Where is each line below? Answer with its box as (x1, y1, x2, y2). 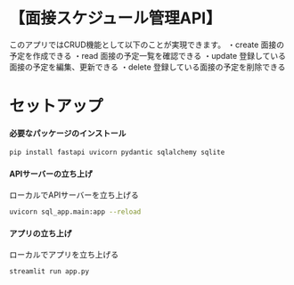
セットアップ (9, 96, 104, 117)
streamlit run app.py (9, 267, 90, 276)
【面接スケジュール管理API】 (9, 8, 222, 28)
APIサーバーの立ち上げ (9, 168, 94, 179)
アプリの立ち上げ (9, 228, 72, 239)
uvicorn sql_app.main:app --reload (9, 208, 142, 216)
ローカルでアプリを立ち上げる (9, 249, 118, 260)
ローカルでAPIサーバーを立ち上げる (9, 190, 140, 200)
